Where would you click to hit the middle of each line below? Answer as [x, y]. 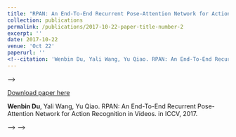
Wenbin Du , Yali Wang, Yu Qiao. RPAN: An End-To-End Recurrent [102, 106]
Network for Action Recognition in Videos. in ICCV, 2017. [116, 113]
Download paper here [39, 92]
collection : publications [45, 20]
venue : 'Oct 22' [31, 46]
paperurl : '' [26, 53]
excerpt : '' [25, 33]
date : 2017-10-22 [33, 40]
